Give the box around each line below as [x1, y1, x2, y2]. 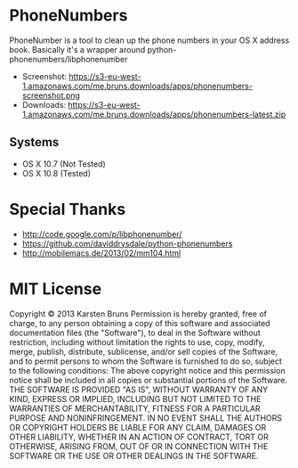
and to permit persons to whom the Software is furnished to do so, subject [9, 356, 283, 366]
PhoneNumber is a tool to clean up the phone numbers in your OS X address [9, 35, 290, 45]
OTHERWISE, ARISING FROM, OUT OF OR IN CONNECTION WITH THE [9, 440, 269, 451]
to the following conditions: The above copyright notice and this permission [9, 365, 286, 375]
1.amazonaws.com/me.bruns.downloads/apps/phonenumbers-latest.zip [21, 109, 286, 119]
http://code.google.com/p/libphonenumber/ [21, 228, 182, 239]
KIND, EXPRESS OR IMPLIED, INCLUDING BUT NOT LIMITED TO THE [9, 393, 262, 404]
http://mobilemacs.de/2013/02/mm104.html [21, 247, 181, 259]
